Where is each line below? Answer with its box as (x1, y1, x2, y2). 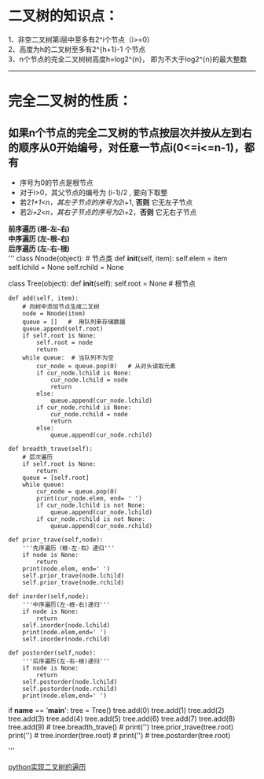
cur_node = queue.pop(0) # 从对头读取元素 (36, 362, 176, 370)
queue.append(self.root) (22, 324, 104, 333)
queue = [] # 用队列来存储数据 (22, 318, 126, 326)
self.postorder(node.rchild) (22, 685, 118, 692)
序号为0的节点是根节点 (19, 178, 93, 187)
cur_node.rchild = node (49, 410, 128, 418)
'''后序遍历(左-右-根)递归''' (22, 657, 111, 665)
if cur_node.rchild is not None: (36, 515, 146, 523)
